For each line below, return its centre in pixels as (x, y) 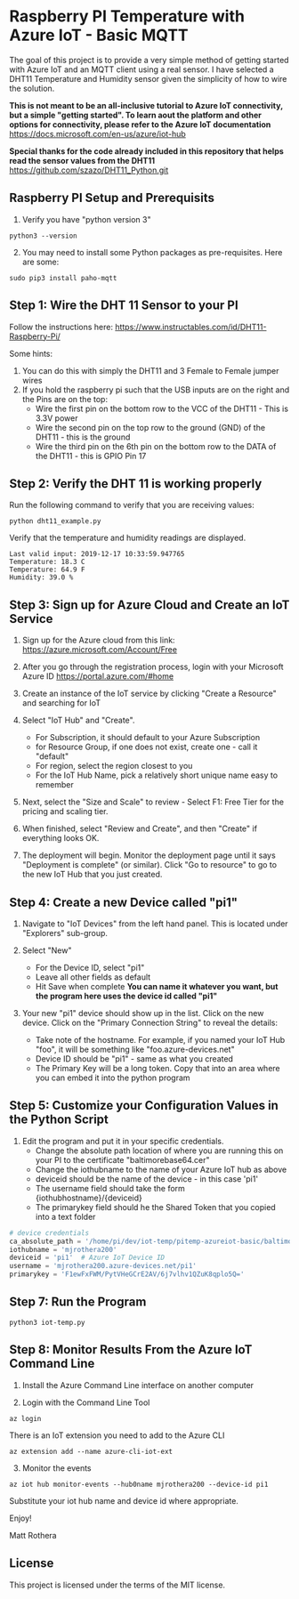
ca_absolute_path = (45, 1241)
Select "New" (47, 950)
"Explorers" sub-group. (65, 933)
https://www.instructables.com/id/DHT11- (191, 327)
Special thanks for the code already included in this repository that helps (147, 151)
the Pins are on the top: (65, 399)
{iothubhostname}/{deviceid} (89, 1198)
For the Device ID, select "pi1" (90, 968)
